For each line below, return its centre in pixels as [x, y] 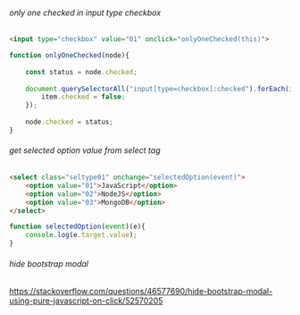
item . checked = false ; [83, 97]
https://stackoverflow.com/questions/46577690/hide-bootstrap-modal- [141, 292]
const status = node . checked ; [82, 72]
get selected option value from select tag [85, 150]
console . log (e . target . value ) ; [82, 235]
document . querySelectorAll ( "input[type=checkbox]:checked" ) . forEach [155, 89]
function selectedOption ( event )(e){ [77, 227]
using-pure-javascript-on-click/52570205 [86, 301]
